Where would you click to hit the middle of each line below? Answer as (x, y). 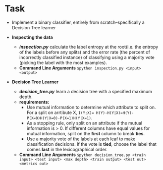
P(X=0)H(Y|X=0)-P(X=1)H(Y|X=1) (59, 118)
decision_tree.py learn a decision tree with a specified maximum (85, 91)
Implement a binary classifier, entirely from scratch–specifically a (78, 22)
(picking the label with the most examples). (63, 62)
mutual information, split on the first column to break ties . (85, 133)
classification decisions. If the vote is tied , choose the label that (92, 144)
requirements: (34, 102)
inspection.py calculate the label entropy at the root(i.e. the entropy (89, 47)
